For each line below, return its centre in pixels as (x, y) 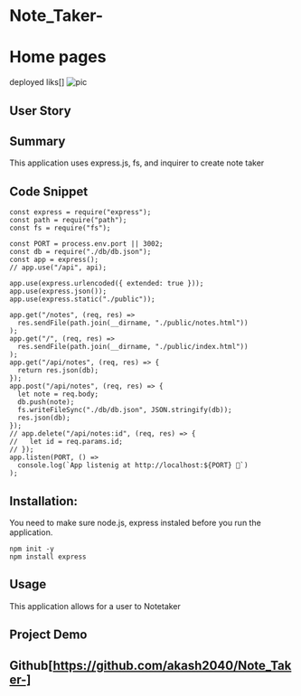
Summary (38, 141)
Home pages (58, 57)
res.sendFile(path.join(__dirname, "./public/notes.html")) (133, 323)
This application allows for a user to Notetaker (95, 606)
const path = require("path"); (68, 221)
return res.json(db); (58, 371)
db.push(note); (46, 402)
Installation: (44, 501)
